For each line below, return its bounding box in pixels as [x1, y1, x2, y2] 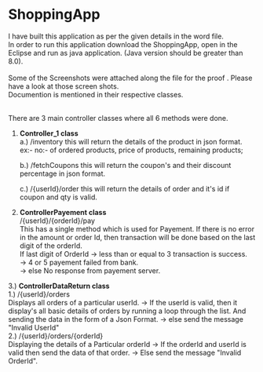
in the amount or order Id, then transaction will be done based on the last [19, 232, 256, 242]
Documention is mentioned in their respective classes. [8, 89, 184, 99]
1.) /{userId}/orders [8, 289, 71, 299]
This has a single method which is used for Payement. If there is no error [19, 224, 255, 233]
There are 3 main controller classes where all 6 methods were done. [8, 113, 229, 122]
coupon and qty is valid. [19, 192, 98, 202]
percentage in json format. [19, 169, 106, 178]
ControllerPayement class [19, 207, 107, 217]
